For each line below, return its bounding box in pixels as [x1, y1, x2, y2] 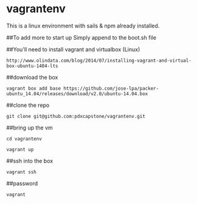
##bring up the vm [6, 124, 53, 131]
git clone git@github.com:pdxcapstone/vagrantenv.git [6, 113, 146, 119]
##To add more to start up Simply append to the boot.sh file [6, 34, 157, 41]
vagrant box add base [6, 85, 61, 92]
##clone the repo [6, 101, 50, 109]
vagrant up [6, 146, 34, 153]
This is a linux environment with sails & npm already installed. [6, 22, 160, 29]
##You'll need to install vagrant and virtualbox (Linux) [6, 45, 140, 53]
